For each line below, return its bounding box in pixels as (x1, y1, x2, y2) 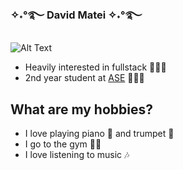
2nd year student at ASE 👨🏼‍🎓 (24, 72, 145, 84)
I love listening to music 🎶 (24, 149, 130, 161)
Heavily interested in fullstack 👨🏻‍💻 (24, 61, 167, 73)
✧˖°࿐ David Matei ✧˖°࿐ (10, 8, 143, 22)
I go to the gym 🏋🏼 (24, 138, 102, 150)
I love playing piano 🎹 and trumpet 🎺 (24, 128, 175, 140)
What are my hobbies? (10, 101, 153, 118)
